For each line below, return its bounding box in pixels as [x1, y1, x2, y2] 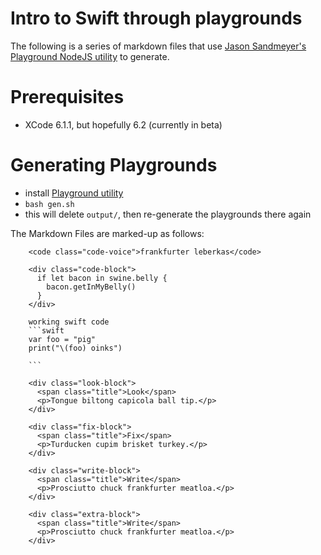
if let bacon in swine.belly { [36, 273, 168, 283]
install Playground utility [24, 187, 124, 199]
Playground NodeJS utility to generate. [10, 50, 170, 62]
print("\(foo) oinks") [28, 343, 123, 353]
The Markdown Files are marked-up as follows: [10, 227, 205, 239]
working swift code [28, 317, 110, 327]
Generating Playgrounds [10, 154, 218, 177]
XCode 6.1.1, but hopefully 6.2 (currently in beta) [24, 118, 223, 131]
